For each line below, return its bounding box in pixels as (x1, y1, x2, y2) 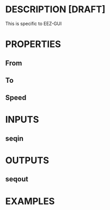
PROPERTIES (5, 38, 61, 50)
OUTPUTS (5, 155, 50, 167)
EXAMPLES (5, 195, 55, 207)
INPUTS (5, 114, 39, 126)
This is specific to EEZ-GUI (5, 20, 62, 27)
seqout (5, 175, 29, 183)
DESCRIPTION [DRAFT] (5, 4, 106, 15)
